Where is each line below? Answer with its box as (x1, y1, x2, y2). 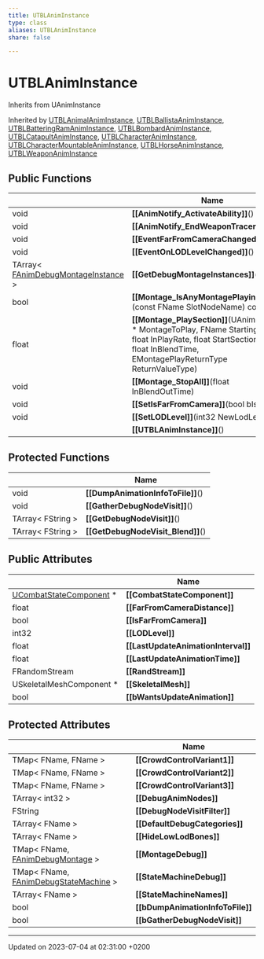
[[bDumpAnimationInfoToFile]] (135, 902, 252, 913)
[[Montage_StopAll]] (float (131, 377, 230, 387)
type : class (8, 19, 47, 27)
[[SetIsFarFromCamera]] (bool (131, 399, 245, 410)
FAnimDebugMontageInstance (12, 269, 124, 280)
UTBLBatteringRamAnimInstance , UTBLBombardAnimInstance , (8, 123, 212, 134)
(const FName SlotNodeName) (131, 302, 246, 312)
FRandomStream (12, 666, 75, 677)
